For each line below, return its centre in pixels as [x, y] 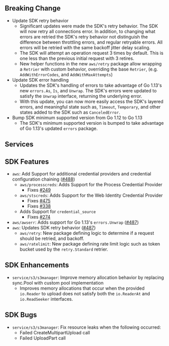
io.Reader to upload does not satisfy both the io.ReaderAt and [85, 293]
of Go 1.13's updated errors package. [59, 128]
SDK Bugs [21, 315]
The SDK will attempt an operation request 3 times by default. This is [91, 53]
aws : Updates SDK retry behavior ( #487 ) [54, 228]
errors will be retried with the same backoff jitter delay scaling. [85, 47]
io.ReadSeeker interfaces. [46, 299]
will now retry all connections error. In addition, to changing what [88, 31]
